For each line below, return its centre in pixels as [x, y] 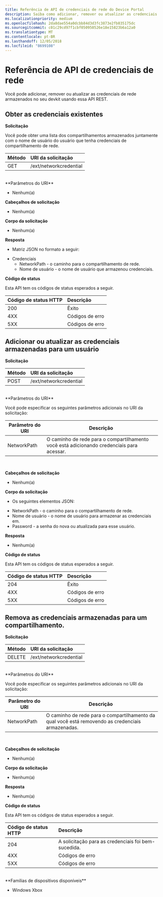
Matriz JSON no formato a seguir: [46, 250]
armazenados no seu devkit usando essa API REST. [57, 99]
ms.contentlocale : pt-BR [30, 37]
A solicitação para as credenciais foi [99, 841]
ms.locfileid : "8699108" [30, 46]
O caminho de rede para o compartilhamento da [100, 715]
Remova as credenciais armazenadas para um [76, 617]
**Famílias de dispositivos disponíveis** [46, 881]
